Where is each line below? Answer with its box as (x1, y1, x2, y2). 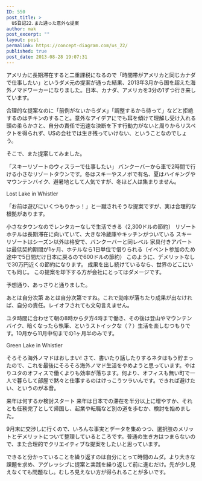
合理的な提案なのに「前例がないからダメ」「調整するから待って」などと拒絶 (6, 106, 194, 114)
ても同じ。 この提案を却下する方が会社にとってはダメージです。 (6, 268, 165, 275)
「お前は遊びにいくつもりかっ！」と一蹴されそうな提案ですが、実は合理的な (6, 202, 197, 209)
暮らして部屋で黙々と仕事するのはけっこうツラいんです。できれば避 (16, 376, 185, 384)
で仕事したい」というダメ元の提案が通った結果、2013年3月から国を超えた (6, 79, 191, 86)
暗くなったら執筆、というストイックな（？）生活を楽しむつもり (27, 322, 186, 329)
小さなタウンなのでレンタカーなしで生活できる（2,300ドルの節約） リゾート (6, 223, 197, 230)
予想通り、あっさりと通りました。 (6, 281, 91, 288)
